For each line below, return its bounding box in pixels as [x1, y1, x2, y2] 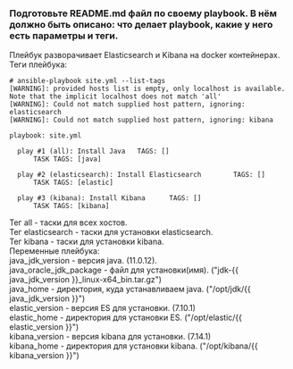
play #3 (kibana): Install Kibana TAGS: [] [17, 194, 202, 203]
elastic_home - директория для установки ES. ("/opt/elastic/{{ [9, 312, 243, 323]
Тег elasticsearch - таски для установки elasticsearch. [9, 227, 213, 238]
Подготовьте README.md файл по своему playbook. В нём [9, 7, 278, 20]
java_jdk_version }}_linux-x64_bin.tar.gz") [9, 274, 163, 285]
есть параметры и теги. [9, 29, 119, 42]
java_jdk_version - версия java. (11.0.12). [9, 256, 158, 266]
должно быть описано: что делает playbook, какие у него [9, 18, 273, 30]
